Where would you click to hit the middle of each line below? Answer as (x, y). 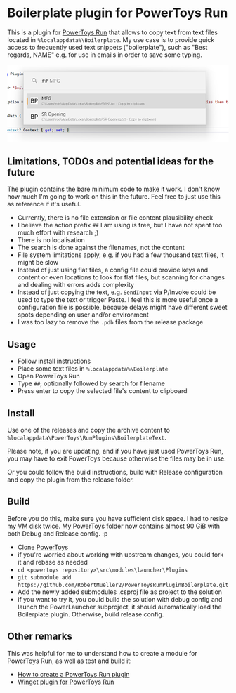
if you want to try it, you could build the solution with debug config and (120, 599)
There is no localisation (51, 240)
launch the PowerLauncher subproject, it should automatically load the (120, 607)
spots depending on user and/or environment (83, 315)
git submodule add (44, 577)
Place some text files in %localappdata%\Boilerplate (93, 369)
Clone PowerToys (43, 547)
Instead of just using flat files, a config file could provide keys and (113, 270)
